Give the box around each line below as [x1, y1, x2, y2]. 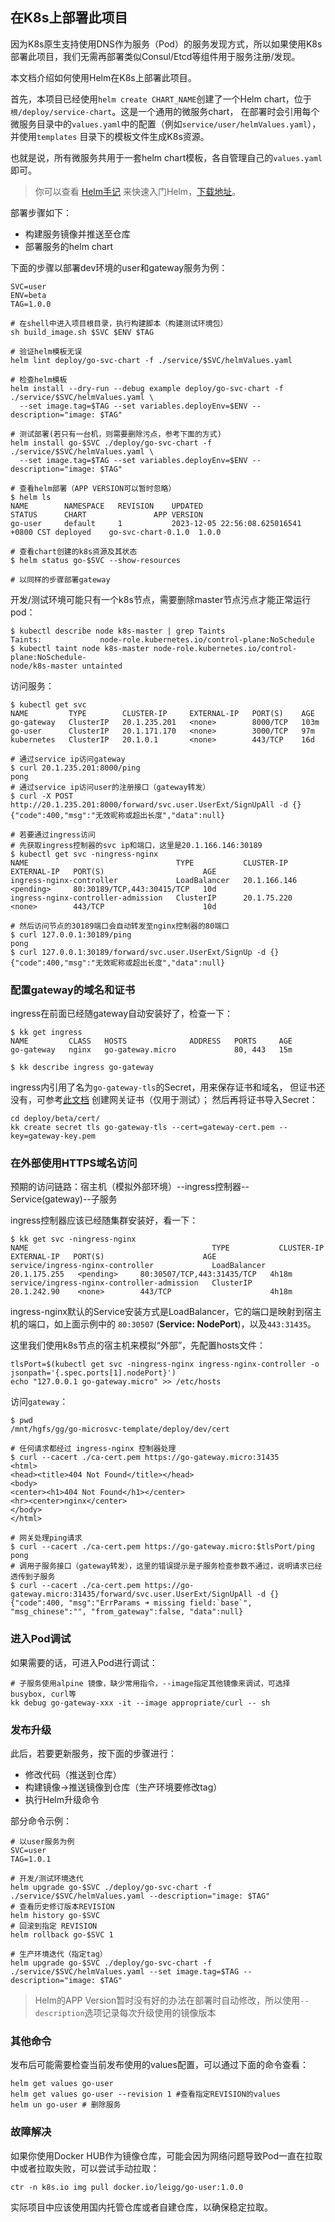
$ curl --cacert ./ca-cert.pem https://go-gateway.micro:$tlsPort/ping [10, 1542, 315, 1552]
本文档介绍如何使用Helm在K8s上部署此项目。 [10, 71, 197, 83]
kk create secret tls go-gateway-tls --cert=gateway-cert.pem [10, 1123, 275, 1133]
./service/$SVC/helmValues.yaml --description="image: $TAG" [10, 1891, 271, 1901]
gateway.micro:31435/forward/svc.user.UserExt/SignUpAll [10, 1589, 253, 1600]
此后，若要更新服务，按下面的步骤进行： [10, 1748, 177, 1759]
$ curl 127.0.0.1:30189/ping [10, 929, 132, 940]
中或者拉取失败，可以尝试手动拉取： [10, 2162, 160, 2174]
